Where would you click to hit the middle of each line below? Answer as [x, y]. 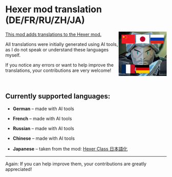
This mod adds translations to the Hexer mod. [53, 34]
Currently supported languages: [58, 96]
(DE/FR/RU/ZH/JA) [45, 20]
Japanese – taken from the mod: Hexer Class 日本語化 [70, 148]
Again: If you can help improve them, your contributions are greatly [76, 164]
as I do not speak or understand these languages [57, 49]
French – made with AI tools [42, 118]
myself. [13, 55]
